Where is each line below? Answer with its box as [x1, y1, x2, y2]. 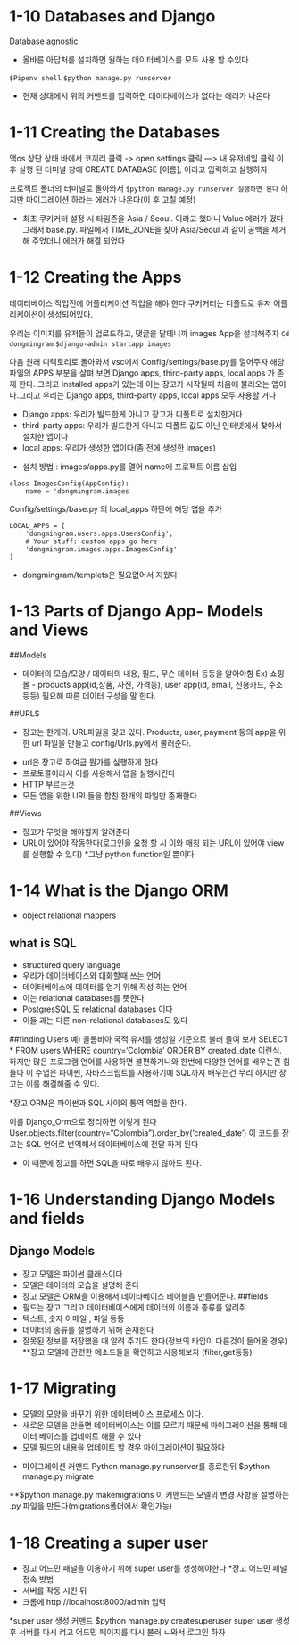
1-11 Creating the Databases [9, 122, 220, 143]
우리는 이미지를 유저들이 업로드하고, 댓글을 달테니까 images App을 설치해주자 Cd [9, 327, 290, 338]
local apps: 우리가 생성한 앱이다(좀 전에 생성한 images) [21, 442, 217, 452]
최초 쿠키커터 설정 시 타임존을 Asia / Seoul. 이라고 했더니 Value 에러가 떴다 [21, 212, 284, 224]
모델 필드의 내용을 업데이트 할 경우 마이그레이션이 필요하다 [21, 1442, 226, 1453]
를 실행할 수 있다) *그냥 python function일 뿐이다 [21, 848, 195, 859]
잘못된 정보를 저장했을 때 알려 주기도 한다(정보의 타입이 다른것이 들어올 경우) [21, 1335, 288, 1346]
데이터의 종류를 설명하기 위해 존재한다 [21, 1324, 154, 1335]
